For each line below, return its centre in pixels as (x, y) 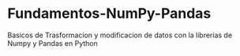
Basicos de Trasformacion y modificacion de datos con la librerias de (120, 35)
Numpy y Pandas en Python (52, 43)
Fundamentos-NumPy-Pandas (109, 14)
